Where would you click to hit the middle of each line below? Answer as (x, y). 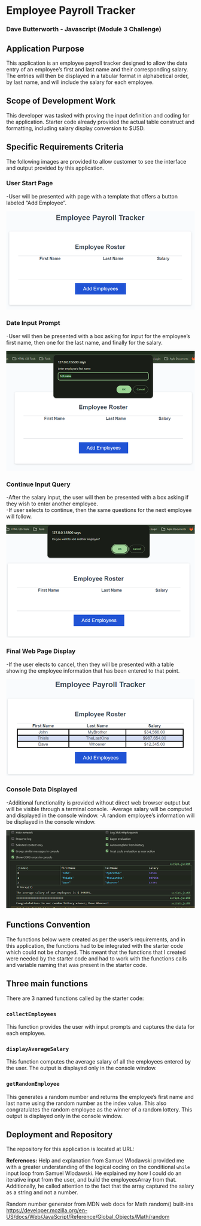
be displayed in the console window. (51, 821)
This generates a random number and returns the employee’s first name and (100, 1097)
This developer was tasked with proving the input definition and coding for (98, 115)
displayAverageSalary (38, 1049)
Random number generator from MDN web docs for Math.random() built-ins (100, 1204)
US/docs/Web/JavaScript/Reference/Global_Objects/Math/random (88, 1217)
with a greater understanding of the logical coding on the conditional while (98, 1167)
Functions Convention (48, 925)
